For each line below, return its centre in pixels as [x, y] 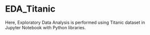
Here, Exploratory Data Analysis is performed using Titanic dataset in [75, 22]
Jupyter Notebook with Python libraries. [45, 27]
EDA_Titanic [30, 9]
